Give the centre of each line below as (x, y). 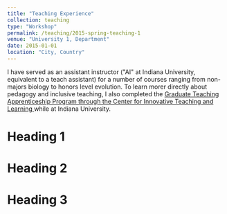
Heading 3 (37, 200)
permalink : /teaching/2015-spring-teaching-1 (74, 33)
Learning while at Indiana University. (59, 109)
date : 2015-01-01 (32, 46)
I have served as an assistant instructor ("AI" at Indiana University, (101, 72)
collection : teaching (38, 20)
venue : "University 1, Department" (58, 39)
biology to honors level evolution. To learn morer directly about (118, 87)
